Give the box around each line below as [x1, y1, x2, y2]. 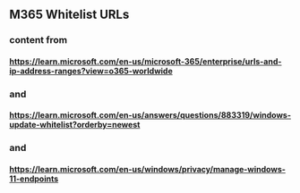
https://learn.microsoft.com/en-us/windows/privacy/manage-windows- [9, 164, 287, 174]
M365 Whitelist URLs [9, 7, 130, 22]
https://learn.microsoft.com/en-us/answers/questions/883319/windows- [9, 110, 291, 121]
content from [9, 34, 68, 46]
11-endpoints [9, 173, 59, 184]
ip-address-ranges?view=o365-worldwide [9, 65, 173, 76]
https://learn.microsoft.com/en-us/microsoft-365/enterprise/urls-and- [9, 55, 282, 66]
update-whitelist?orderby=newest [9, 120, 141, 130]
